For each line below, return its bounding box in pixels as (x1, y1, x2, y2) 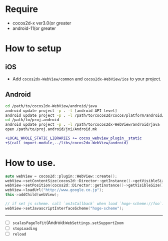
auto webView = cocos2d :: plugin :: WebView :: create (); (5, 174, 117, 179)
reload (12, 232, 26, 237)
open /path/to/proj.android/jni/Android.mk (5, 127, 97, 132)
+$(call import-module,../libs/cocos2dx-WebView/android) (5, 140, 128, 145)
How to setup (5, 43, 61, 54)
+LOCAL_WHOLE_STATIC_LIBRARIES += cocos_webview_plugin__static (5, 136, 142, 141)
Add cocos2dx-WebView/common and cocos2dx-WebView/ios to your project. (12, 76, 161, 82)
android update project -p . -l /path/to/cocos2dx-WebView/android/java (5, 122, 160, 127)
